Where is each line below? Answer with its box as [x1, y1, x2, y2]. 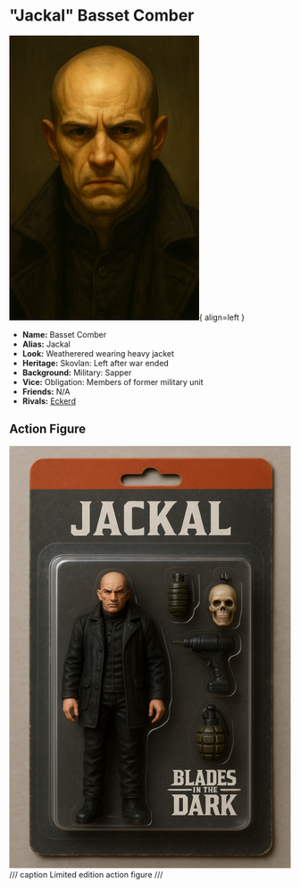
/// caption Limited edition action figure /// [9, 868, 163, 880]
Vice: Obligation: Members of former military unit [21, 376, 204, 387]
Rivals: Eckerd [21, 395, 76, 407]
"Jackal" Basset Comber [9, 5, 195, 26]
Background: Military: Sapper [21, 367, 132, 378]
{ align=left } [199, 312, 246, 323]
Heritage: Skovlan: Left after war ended [21, 357, 170, 368]
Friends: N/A [21, 386, 71, 397]
